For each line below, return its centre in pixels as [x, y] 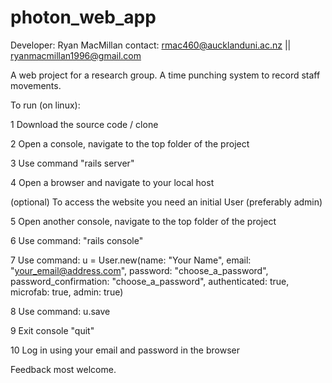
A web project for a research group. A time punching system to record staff [165, 75]
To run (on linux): [45, 105]
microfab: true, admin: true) [67, 292]
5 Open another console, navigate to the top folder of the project [143, 221]
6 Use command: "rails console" [77, 240]
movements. [36, 85]
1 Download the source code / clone [84, 124]
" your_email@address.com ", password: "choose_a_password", [139, 270]
